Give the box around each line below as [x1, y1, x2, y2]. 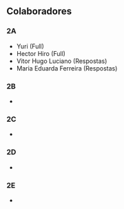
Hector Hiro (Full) [16, 49, 66, 57]
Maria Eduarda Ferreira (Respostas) [16, 64, 118, 72]
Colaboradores [6, 6, 72, 17]
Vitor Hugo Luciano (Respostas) [16, 57, 107, 65]
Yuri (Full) [16, 42, 44, 51]
